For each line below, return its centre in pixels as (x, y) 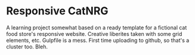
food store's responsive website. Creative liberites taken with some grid (94, 33)
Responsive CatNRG (57, 11)
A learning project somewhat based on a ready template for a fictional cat (97, 27)
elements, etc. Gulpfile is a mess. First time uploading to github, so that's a (98, 40)
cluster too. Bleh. (27, 47)
